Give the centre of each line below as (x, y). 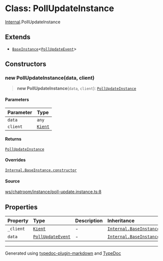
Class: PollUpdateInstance (60, 8)
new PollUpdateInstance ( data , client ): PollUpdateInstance (77, 88)
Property (18, 221)
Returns (13, 139)
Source (13, 181)
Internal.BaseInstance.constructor (41, 170)
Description (89, 221)
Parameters (17, 99)
